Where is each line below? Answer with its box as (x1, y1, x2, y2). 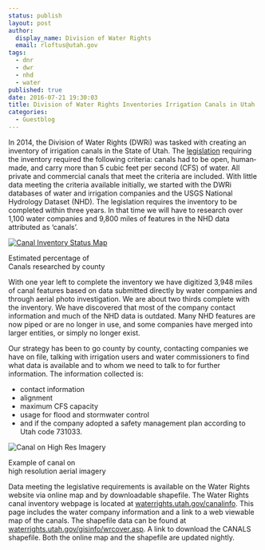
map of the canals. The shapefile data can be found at (8, 516, 187, 525)
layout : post (8, 19, 52, 27)
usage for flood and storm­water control (19, 410, 150, 419)
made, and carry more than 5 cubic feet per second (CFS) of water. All (8, 163, 240, 172)
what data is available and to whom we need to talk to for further (8, 360, 221, 370)
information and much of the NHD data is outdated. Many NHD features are (8, 311, 255, 320)
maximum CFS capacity (19, 401, 98, 411)
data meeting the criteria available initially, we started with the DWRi (8, 180, 231, 189)
